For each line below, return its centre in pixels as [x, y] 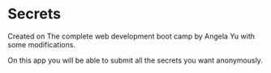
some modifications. [42, 44]
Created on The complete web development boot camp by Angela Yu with [131, 36]
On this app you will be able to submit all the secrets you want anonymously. [135, 60]
